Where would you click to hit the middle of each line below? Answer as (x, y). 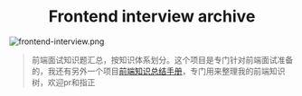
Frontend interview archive (152, 17)
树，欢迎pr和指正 (63, 82)
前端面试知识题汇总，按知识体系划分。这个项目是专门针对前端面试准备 (162, 59)
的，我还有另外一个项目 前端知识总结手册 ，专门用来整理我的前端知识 (158, 71)
